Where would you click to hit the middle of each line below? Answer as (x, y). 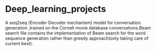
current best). (19, 43)
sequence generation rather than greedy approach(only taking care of (77, 38)
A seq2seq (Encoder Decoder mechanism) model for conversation (73, 23)
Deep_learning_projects (56, 9)
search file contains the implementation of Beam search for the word (75, 33)
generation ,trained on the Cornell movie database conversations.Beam (78, 27)
